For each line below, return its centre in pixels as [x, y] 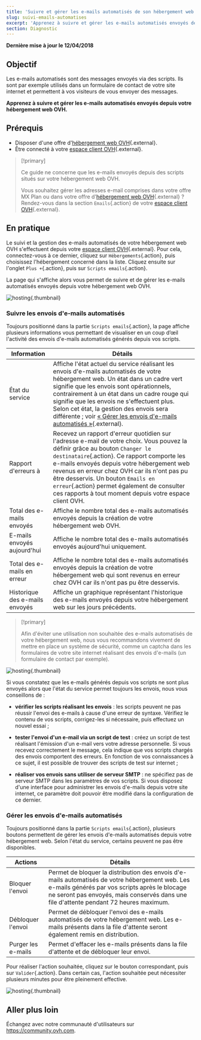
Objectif [22, 64]
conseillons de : [26, 695]
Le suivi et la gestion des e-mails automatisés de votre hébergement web [97, 243]
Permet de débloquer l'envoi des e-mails [106, 912]
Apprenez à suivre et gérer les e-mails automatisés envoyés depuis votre [99, 103]
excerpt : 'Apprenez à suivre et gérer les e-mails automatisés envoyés [97, 23]
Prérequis [25, 129]
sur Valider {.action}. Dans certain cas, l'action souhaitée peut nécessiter [96, 973]
